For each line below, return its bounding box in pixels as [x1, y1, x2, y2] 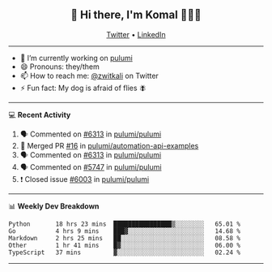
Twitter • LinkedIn [106, 29, 166, 39]
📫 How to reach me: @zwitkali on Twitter [19, 71, 159, 80]
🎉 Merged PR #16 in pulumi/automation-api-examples [19, 140, 199, 150]
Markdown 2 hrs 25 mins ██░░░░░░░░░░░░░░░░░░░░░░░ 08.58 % [8, 234, 241, 242]
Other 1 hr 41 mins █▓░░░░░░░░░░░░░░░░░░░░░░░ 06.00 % [8, 241, 241, 249]
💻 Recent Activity [8, 110, 71, 119]
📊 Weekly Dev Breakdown [8, 201, 100, 211]
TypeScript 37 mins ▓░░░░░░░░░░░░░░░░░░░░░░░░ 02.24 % [8, 248, 241, 257]
